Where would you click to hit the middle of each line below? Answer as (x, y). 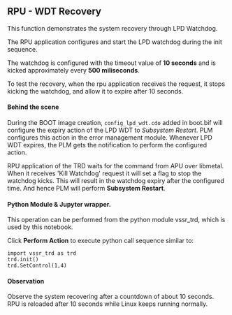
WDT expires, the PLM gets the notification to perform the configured (107, 145)
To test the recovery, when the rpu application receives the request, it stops (116, 84)
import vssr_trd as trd (42, 254)
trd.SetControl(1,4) (37, 266)
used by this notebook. (40, 227)
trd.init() (23, 260)
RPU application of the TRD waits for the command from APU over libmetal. (116, 166)
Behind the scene (33, 107)
